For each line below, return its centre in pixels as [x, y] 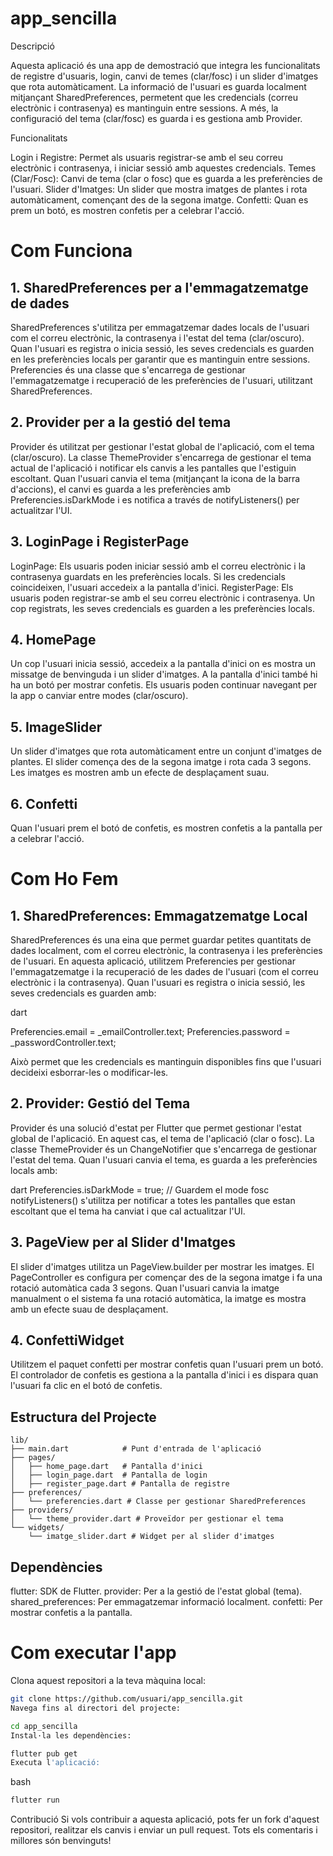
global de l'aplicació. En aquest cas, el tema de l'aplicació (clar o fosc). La [162, 1138]
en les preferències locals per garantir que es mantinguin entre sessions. [160, 359]
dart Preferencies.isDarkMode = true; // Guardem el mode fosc [140, 1189]
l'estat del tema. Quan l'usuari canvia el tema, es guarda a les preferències [164, 1159]
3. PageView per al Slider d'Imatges [123, 1242]
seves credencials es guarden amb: [83, 993]
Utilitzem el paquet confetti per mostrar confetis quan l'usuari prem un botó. [167, 1364]
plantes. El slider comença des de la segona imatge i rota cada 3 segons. [161, 762]
